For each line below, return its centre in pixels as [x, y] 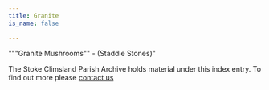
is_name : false [34, 23]
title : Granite [34, 16]
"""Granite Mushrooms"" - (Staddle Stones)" [82, 53]
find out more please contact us [61, 77]
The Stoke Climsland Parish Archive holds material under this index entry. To [135, 68]
